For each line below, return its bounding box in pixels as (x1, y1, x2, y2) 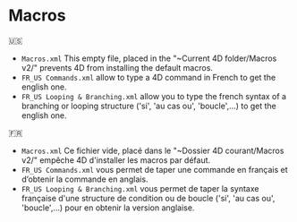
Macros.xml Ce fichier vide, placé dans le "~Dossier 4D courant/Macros (21, 145, 284, 156)
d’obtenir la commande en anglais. (21, 174, 148, 184)
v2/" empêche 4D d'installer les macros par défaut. (21, 154, 211, 166)
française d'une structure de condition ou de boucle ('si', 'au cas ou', (21, 192, 276, 203)
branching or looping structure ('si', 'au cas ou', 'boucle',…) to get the (21, 100, 276, 111)
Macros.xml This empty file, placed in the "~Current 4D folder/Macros (21, 53, 277, 64)
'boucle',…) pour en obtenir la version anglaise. (21, 202, 195, 213)
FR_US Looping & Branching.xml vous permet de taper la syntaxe (21, 183, 259, 193)
